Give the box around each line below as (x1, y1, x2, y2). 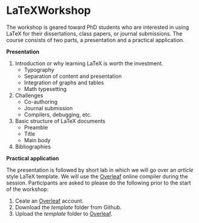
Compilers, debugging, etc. (24, 111, 92, 118)
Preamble (24, 124, 48, 131)
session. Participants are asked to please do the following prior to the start (6, 179, 191, 186)
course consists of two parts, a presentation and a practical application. (6, 36, 185, 43)
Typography (24, 66, 54, 73)
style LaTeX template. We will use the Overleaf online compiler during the (6, 172, 188, 180)
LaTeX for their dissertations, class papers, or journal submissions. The (6, 30, 183, 37)
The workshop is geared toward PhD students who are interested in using (6, 24, 189, 31)
